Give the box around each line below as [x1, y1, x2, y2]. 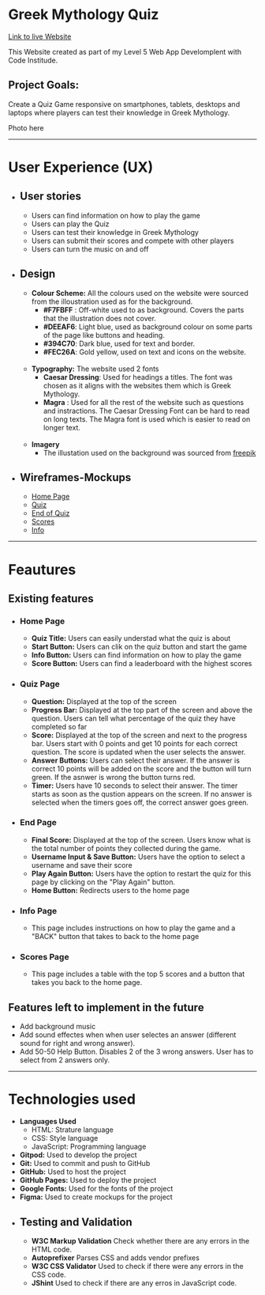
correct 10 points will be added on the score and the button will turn [31, 763, 252, 773]
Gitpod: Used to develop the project [19, 1150, 137, 1160]
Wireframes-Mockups [19, 471, 132, 484]
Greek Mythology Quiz [8, 6, 159, 24]
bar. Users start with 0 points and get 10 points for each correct [31, 738, 238, 748]
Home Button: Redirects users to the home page [31, 885, 190, 895]
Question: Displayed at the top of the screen [31, 696, 177, 706]
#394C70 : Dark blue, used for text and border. [43, 339, 196, 348]
